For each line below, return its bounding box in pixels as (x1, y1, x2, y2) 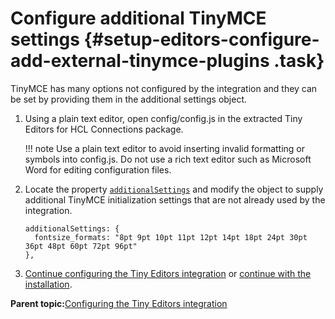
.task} (273, 50, 325, 72)
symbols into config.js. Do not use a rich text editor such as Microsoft (24, 153, 312, 165)
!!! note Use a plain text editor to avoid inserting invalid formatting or (24, 142, 306, 154)
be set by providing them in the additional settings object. (10, 93, 248, 105)
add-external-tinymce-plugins (10, 50, 270, 72)
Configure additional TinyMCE (10, 7, 267, 30)
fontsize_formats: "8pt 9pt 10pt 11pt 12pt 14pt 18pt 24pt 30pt (34, 232, 308, 242)
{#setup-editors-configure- (83, 28, 320, 51)
